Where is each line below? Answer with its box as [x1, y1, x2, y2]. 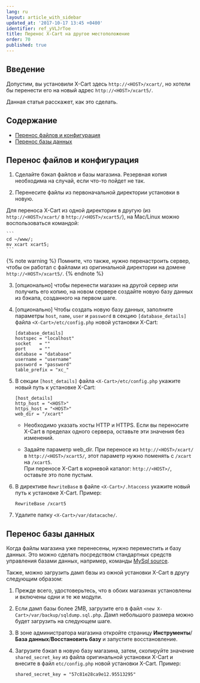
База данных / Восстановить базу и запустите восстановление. [14, 636, 178, 643]
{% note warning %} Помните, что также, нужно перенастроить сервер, [6, 257, 190, 265]
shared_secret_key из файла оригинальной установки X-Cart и [14, 654, 174, 661]
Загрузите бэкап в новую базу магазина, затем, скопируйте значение [14, 647, 195, 654]
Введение [6, 64, 46, 75]
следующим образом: [6, 575, 63, 582]
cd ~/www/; [6, 236, 34, 242]
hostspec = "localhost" [14, 336, 75, 342]
